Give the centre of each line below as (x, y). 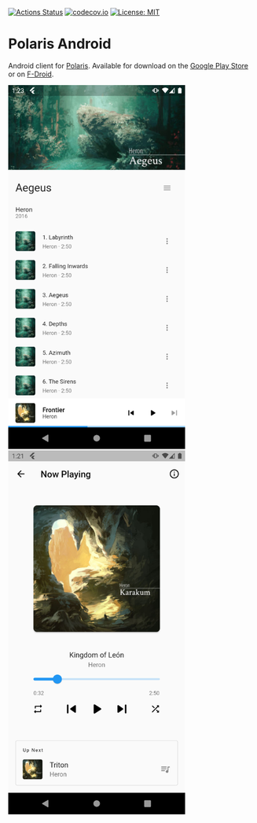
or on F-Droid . (31, 74)
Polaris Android (60, 44)
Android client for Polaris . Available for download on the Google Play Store (128, 65)
